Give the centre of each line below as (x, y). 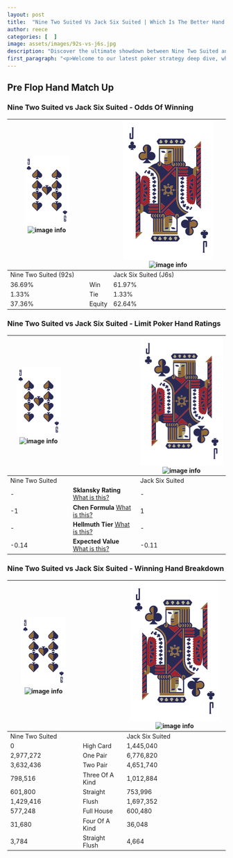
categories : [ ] (32, 37)
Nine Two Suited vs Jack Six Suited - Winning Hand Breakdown (115, 568)
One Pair (95, 756)
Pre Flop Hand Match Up (61, 88)
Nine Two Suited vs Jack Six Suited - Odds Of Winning (101, 108)
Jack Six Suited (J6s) (144, 275)
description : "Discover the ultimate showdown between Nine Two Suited (113, 51)
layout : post (26, 15)
